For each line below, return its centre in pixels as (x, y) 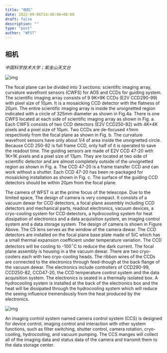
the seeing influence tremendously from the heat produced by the (73, 294)
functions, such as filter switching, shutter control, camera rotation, (74, 329)
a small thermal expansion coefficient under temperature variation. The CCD (83, 240)
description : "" (22, 24)
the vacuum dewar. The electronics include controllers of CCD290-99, (78, 267)
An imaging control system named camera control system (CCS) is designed (84, 319)
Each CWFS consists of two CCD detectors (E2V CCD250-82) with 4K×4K (82, 124)
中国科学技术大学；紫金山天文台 (38, 67)
